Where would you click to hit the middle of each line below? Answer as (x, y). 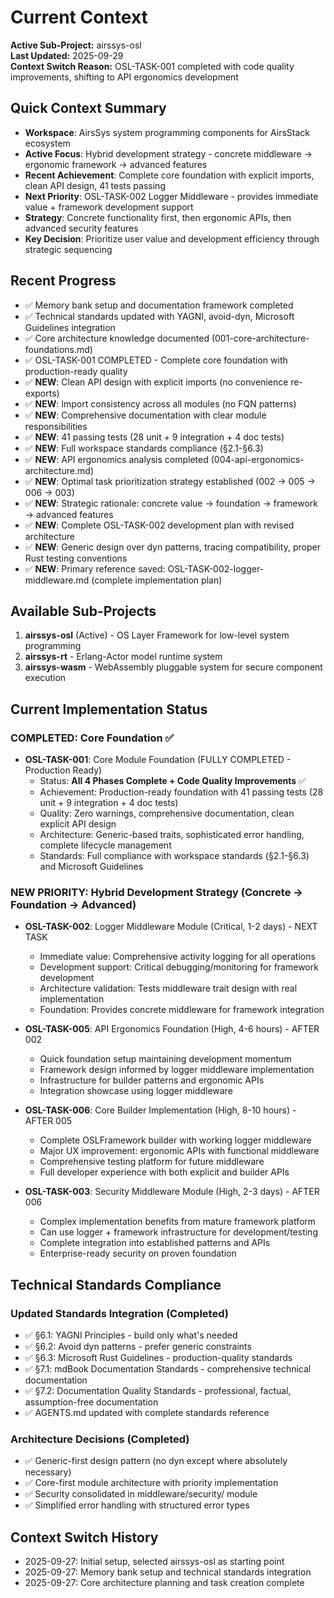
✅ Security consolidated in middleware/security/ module (141, 1494)
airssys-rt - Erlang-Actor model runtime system (123, 657)
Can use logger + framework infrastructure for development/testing (178, 1232)
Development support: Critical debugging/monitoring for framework (179, 967)
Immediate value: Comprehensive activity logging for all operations (177, 957)
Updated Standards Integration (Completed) (119, 1313)
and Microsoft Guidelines (91, 867)
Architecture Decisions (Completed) (100, 1439)
